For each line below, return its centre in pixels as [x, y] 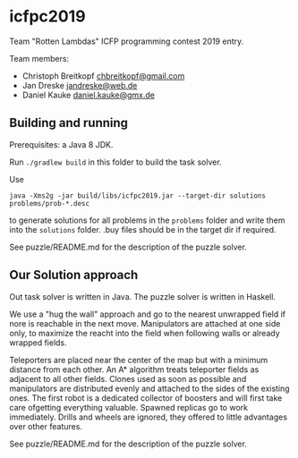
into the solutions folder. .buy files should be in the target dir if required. [143, 229]
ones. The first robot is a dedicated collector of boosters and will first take [146, 398]
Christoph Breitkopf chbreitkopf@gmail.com [103, 76]
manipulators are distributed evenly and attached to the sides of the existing [149, 388]
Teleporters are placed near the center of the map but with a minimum [139, 360]
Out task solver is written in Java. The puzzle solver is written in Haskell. [142, 296]
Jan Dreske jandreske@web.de [80, 85]
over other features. [46, 426]
